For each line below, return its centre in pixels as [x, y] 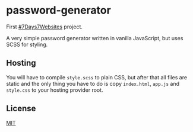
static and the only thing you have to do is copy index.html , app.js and [93, 83]
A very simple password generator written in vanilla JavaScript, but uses [95, 38]
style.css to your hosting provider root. [55, 90]
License [21, 109]
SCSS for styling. [27, 44]
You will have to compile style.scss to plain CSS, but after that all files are [97, 77]
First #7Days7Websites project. [45, 27]
